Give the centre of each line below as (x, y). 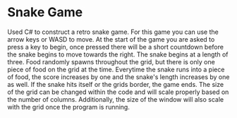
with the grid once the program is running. (69, 107)
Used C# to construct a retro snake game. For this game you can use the (113, 32)
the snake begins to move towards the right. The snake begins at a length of (118, 54)
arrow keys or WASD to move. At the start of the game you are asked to (111, 39)
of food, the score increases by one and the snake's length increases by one (119, 77)
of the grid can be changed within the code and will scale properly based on (118, 92)
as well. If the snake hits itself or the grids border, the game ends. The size (116, 84)
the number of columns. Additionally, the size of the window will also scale (116, 99)
